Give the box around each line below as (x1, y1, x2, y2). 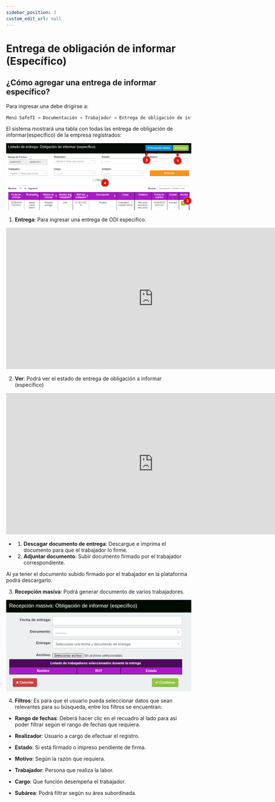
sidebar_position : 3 (6, 9, 57, 15)
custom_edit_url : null (6, 15, 62, 22)
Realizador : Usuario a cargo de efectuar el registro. (14, 733, 140, 740)
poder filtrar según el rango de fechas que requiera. (14, 721, 141, 728)
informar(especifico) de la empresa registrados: (6, 131, 122, 138)
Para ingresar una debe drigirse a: (6, 102, 89, 110)
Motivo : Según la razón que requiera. (14, 755, 106, 763)
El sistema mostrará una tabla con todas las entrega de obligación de (6, 125, 173, 132)
